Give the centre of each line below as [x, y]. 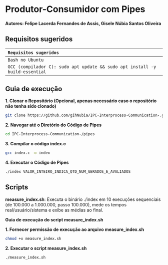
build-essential [27, 72]
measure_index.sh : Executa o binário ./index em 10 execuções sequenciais [83, 199]
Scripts [17, 187]
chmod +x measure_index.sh [33, 238]
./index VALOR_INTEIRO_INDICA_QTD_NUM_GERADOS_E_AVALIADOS [68, 172]
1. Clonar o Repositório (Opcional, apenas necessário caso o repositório [81, 101]
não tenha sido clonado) [31, 106]
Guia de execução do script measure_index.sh [54, 219]
